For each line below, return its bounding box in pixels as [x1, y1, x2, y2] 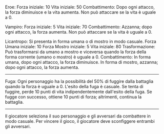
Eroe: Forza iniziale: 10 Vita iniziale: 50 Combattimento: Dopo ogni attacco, [5, 4, 155, 10]
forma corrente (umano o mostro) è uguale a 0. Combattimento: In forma [5, 54, 151, 60]
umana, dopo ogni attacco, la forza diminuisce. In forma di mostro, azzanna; [5, 59, 158, 65]
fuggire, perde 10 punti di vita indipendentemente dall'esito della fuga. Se [5, 89, 152, 95]
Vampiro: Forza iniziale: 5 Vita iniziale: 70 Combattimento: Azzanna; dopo [5, 24, 152, 30]
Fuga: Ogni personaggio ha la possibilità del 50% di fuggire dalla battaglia [5, 78, 154, 84]
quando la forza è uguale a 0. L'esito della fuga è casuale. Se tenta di [5, 84, 143, 89]
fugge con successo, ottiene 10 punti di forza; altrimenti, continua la [5, 94, 142, 99]
